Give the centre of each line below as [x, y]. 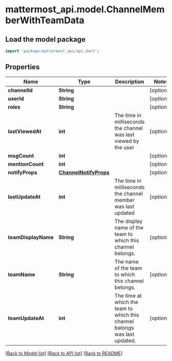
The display [128, 221]
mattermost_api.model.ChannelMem [85, 9]
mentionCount [26, 164]
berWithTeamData [45, 20]
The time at [128, 295]
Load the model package [46, 39]
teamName [21, 274]
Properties [23, 67]
